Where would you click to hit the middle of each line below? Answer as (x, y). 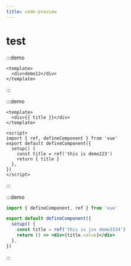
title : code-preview (32, 12)
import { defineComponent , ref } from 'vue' (62, 208)
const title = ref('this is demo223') (65, 154)
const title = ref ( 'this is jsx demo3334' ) (71, 230)
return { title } (38, 159)
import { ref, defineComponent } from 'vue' (62, 138)
